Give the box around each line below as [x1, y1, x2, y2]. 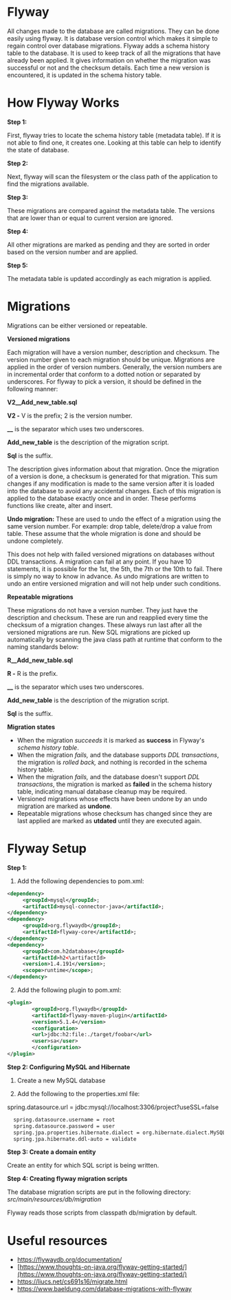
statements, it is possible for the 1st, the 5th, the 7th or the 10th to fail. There [7, 564, 223, 572]
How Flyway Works [7, 95, 120, 111]
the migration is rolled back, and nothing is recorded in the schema [16, 758, 208, 766]
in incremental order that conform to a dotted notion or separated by [7, 370, 201, 378]
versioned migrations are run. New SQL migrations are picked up [7, 628, 190, 636]
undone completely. [7, 537, 64, 545]
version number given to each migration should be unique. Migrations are [7, 355, 215, 364]
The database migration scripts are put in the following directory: [7, 1188, 191, 1196]
